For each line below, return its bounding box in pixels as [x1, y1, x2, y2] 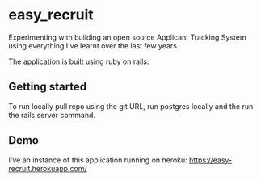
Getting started [8, 80, 87, 94]
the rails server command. [8, 110, 95, 120]
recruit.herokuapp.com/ [8, 163, 87, 173]
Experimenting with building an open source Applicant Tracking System [8, 32, 246, 42]
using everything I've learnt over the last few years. [8, 40, 179, 50]
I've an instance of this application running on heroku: [8, 155, 187, 165]
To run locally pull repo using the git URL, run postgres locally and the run [8, 101, 254, 111]
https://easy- [188, 155, 233, 165]
